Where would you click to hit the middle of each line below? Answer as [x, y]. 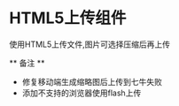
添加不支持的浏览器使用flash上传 [82, 93]
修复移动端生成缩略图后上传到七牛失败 [92, 81]
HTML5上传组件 [68, 18]
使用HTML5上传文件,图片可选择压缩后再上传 [90, 44]
